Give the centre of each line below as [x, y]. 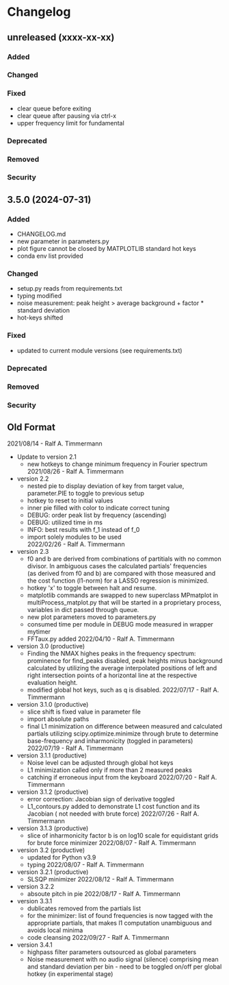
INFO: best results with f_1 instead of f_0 [83, 530]
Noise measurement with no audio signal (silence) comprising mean [123, 960]
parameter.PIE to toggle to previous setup [86, 494]
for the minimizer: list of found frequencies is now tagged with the [120, 916]
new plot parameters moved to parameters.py [92, 617]
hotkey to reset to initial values [70, 500]
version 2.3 [33, 552]
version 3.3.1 [35, 901]
